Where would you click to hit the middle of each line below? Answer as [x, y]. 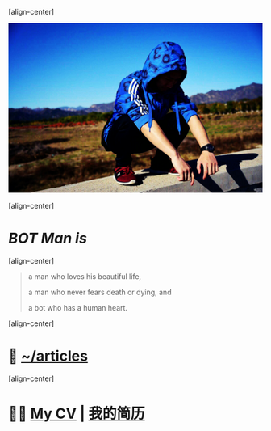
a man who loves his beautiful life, [85, 276]
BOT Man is [48, 238]
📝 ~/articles [48, 356]
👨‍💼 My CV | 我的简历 [77, 414]
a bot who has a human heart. [77, 307]
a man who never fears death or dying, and [100, 292]
